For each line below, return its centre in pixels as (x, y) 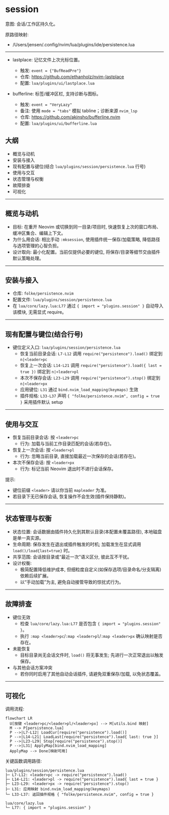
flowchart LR (19, 718)
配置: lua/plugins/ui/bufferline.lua (58, 123)
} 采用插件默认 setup (41, 402)
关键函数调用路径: (24, 761)
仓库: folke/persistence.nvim (43, 293)
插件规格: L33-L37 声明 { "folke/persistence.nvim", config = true (90, 396)
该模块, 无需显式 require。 (39, 312)
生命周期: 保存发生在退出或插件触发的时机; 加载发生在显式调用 (77, 544)
